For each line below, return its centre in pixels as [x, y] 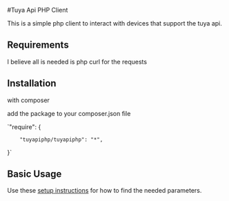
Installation [32, 83]
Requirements [38, 45]
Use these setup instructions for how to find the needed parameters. [104, 191]
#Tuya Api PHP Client [38, 10]
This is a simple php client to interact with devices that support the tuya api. [115, 23]
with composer [29, 100]
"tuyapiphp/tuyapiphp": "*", [61, 140]
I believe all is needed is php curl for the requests [77, 61]
